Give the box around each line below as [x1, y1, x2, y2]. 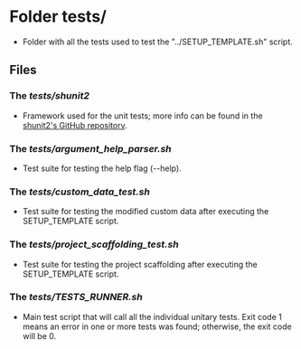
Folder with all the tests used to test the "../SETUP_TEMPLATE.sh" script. [22, 36, 294, 47]
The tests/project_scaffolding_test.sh [9, 238, 179, 250]
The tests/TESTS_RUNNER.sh [9, 291, 143, 304]
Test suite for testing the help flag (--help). [22, 163, 183, 174]
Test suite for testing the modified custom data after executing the [22, 206, 269, 217]
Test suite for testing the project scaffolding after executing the [22, 259, 258, 269]
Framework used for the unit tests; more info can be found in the [22, 110, 264, 121]
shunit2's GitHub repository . [22, 119, 128, 130]
